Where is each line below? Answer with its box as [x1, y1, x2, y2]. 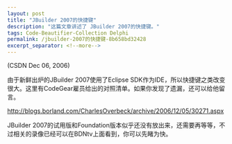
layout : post [7, 10, 45, 17]
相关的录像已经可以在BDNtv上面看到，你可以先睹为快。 [13, 129, 172, 138]
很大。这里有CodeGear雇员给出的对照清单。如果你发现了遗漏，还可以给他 [7, 84, 219, 92]
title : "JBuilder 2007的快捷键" [7, 17, 97, 24]
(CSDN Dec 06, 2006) [7, 62, 71, 69]
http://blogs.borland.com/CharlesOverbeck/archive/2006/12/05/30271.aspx [7, 107, 224, 115]
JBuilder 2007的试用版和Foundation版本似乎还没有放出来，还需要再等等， [7, 121, 219, 129]
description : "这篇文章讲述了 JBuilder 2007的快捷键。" [7, 23, 160, 30]
